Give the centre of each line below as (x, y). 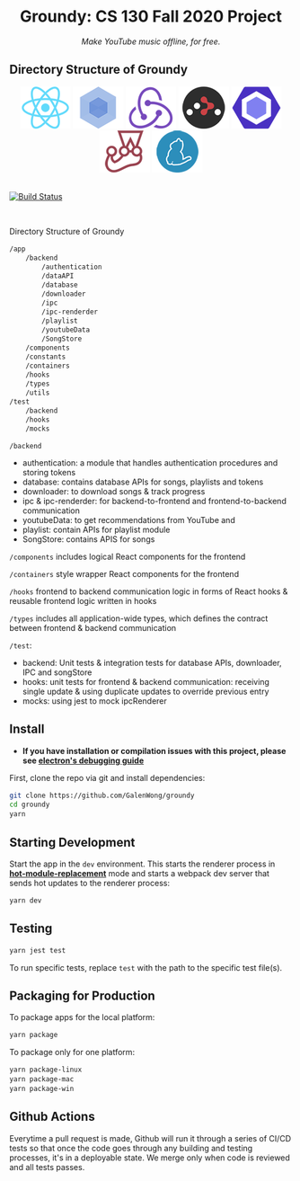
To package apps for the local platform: (82, 1017)
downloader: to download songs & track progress (114, 491)
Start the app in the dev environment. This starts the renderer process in (142, 864)
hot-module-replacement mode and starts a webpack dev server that (139, 873)
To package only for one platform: (72, 1052)
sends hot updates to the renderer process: (90, 883)
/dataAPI (58, 276)
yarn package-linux (46, 1070)
